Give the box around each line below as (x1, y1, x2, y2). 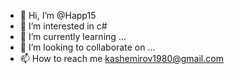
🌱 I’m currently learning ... (19, 31, 127, 42)
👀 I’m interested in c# (19, 20, 108, 32)
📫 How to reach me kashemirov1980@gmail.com (19, 53, 224, 64)
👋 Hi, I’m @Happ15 (19, 10, 97, 21)
